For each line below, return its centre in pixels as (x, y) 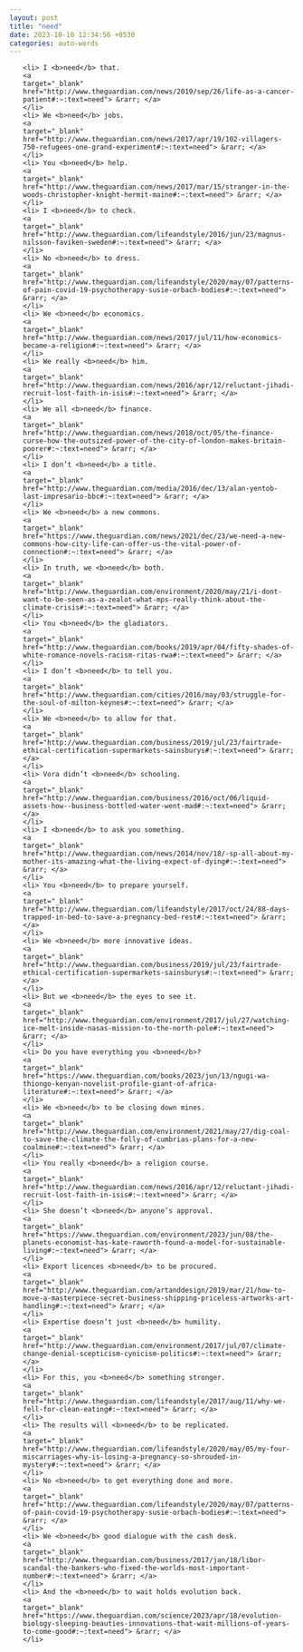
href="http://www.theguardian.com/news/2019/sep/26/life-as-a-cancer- (158, 92)
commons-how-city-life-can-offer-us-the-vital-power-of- (132, 544)
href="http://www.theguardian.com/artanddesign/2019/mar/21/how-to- (154, 1290)
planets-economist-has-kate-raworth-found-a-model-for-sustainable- (154, 1243)
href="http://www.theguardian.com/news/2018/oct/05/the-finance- (148, 433)
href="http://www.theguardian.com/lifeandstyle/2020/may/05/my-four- (156, 1449)
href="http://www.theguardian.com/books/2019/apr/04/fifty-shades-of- (158, 648)
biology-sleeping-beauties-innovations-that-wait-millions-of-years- (156, 1624)
